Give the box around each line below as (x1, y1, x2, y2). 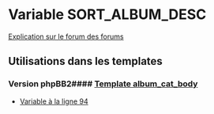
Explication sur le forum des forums (8, 32, 124, 41)
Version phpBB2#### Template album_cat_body (8, 78, 198, 89)
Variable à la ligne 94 (19, 97, 88, 106)
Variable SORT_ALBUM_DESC (8, 6, 207, 24)
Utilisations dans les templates (8, 55, 163, 68)
